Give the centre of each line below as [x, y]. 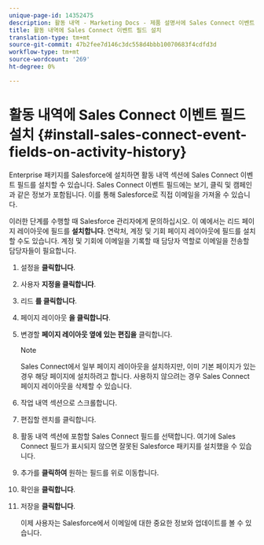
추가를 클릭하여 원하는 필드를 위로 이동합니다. [90, 473]
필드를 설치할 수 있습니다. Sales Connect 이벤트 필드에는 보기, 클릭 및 [124, 184]
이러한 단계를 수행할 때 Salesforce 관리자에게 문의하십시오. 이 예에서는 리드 [125, 221]
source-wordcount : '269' [49, 60]
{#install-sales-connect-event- [142, 134]
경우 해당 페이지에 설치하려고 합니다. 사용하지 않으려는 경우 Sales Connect [135, 376]
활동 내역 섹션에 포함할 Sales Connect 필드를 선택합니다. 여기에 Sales [128, 436]
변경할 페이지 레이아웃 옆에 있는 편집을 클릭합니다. [96, 334]
